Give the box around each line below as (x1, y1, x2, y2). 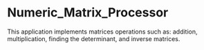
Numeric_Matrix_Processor (7, 5, 169, 21)
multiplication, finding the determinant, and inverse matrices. (7, 34, 180, 42)
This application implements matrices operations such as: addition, (7, 27, 198, 36)
